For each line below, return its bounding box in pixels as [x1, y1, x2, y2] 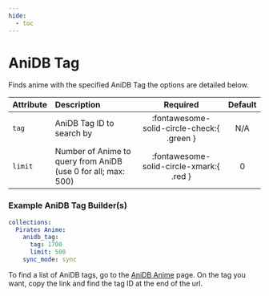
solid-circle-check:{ [143, 123, 220, 134]
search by [54, 128, 93, 139]
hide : [8, 11, 26, 20]
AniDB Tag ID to [54, 118, 114, 129]
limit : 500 [29, 248, 66, 257]
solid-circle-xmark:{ [143, 161, 220, 172]
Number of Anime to [54, 146, 131, 157]
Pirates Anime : [15, 225, 66, 233]
